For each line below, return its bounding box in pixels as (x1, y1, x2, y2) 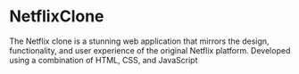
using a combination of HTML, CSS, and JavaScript (9, 54, 198, 65)
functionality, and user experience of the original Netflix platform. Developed (9, 45, 291, 55)
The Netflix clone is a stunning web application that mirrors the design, (9, 36, 270, 46)
